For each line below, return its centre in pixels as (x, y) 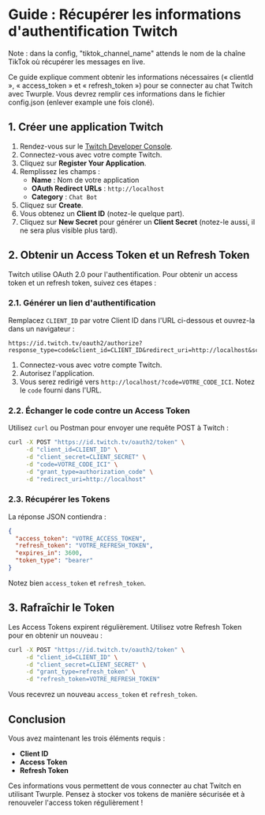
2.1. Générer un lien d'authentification (82, 303)
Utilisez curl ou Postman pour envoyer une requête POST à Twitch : (118, 428)
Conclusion (37, 719)
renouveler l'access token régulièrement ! (76, 802)
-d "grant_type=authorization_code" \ (90, 472)
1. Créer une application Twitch (86, 127)
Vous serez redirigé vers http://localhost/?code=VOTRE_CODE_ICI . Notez (137, 381)
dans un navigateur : (41, 328)
